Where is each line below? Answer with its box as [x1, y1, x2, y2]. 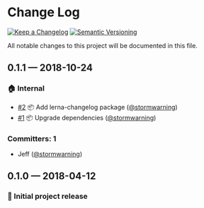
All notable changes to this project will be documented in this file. [7, 41, 198, 50]
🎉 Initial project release [7, 192, 89, 202]
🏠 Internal [7, 83, 45, 93]
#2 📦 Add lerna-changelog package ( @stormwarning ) [17, 103, 178, 111]
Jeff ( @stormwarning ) [17, 149, 83, 158]
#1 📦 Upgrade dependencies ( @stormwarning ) [17, 113, 157, 122]
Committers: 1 [7, 134, 57, 144]
